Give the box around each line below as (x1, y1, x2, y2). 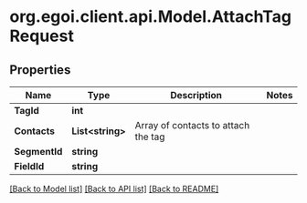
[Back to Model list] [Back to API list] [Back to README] (9, 184, 219, 194)
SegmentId (14, 146, 63, 157)
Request (9, 25, 75, 46)
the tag (134, 130, 165, 143)
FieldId (14, 160, 45, 172)
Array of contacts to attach (134, 119, 250, 131)
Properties (9, 62, 71, 77)
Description (170, 89, 222, 101)
